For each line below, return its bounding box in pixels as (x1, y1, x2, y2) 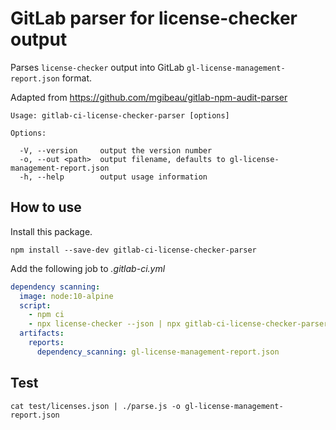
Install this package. (10, 225, 93, 237)
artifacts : (19, 328, 65, 339)
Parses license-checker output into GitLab (10, 61, 185, 73)
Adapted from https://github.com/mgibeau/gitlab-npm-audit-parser (10, 91, 288, 103)
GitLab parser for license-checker (10, 7, 298, 30)
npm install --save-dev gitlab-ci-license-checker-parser (10, 245, 257, 255)
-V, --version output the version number (19, 145, 213, 156)
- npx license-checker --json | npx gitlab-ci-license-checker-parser (28, 319, 329, 329)
